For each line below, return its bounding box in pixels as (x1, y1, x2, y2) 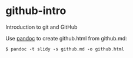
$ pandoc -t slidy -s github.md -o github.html (5, 46, 125, 52)
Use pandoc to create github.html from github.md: (5, 35, 127, 42)
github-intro (5, 4, 66, 18)
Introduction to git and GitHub (5, 23, 78, 30)
